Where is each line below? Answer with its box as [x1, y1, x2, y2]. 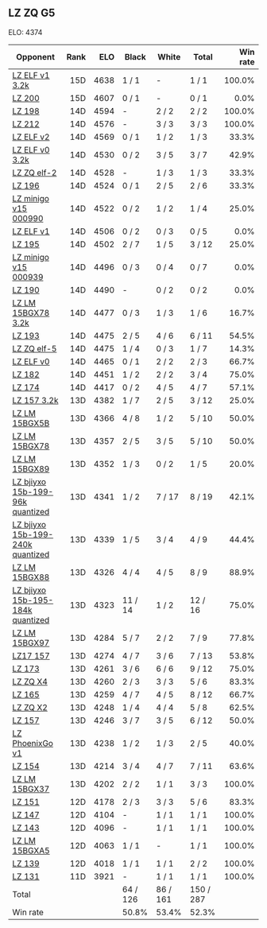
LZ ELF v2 [12, 131, 50, 142]
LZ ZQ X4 [12, 676, 48, 687]
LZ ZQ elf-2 [12, 167, 57, 178]
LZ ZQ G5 [8, 6, 56, 20]
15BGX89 [12, 463, 50, 474]
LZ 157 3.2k [12, 394, 59, 406]
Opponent [15, 51, 56, 62]
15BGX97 [12, 637, 50, 648]
